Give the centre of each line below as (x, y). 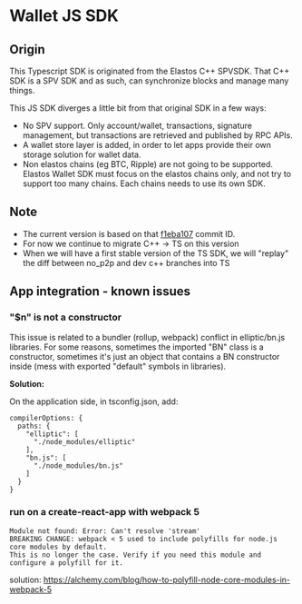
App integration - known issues (100, 292)
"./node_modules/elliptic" (84, 441)
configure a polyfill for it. (67, 563)
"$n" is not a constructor (66, 317)
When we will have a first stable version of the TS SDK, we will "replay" (156, 253)
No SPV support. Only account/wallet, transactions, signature (137, 125)
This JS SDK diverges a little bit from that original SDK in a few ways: (138, 108)
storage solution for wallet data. (82, 154)
